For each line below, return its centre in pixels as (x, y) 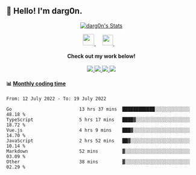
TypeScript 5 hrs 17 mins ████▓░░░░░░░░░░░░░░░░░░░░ (98, 120)
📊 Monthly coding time (36, 84)
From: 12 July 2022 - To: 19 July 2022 (56, 99)
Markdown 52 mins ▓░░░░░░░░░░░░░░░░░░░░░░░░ (98, 152)
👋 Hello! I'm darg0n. (44, 11)
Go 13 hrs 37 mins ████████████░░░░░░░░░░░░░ (98, 109)
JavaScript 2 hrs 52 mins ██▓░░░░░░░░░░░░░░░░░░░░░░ (98, 141)
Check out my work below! (101, 56)
